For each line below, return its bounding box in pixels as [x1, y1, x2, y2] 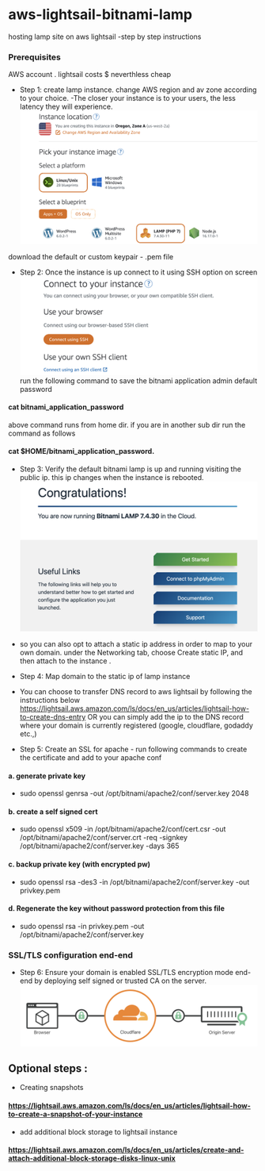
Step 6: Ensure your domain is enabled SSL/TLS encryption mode [19, 968, 233, 977]
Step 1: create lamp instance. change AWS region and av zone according [19, 85, 257, 94]
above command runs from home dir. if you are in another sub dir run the [8, 420, 246, 429]
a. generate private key [8, 771, 85, 781]
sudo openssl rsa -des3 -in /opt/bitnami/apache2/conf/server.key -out [19, 877, 250, 886]
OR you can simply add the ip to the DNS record [87, 712, 244, 721]
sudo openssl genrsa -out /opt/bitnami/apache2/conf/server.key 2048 [19, 789, 249, 798]
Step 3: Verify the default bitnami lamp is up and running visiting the [19, 464, 241, 474]
